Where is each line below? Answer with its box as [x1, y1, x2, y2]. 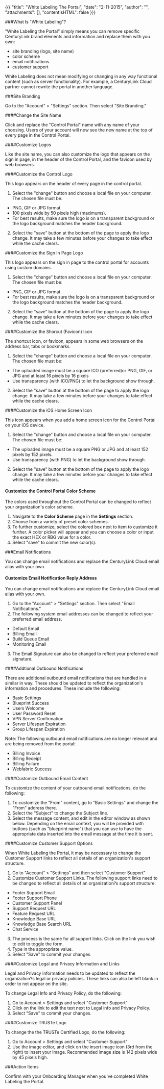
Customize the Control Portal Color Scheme [5, 488, 96, 494]
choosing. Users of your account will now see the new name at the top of [5, 127, 153, 133]
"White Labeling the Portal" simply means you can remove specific [5, 28, 140, 34]
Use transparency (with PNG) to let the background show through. [12, 457, 146, 462]
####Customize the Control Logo [5, 171, 72, 177]
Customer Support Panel [12, 900, 62, 906]
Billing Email [12, 631, 37, 637]
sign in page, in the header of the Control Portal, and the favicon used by [5, 156, 152, 162]
